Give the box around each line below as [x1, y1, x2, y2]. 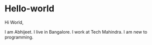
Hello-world [4, 3, 55, 14]
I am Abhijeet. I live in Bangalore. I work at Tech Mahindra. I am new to [4, 29, 148, 35]
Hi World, [4, 19, 24, 25]
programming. [4, 34, 34, 40]
